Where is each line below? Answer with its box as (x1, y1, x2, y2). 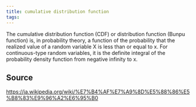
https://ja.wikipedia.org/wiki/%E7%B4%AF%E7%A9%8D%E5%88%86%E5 (6, 88, 190, 95)
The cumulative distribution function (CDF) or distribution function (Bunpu (6, 30, 185, 37)
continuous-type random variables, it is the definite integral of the (6, 49, 166, 56)
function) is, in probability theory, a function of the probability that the (6, 37, 175, 44)
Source (6, 72, 34, 83)
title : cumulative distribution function (6, 8, 109, 15)
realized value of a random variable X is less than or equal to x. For (6, 43, 168, 50)
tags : (6, 14, 19, 20)
